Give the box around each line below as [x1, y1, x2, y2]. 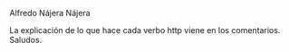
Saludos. [9, 35, 43, 45]
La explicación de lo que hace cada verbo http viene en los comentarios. [9, 25, 281, 35]
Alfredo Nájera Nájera [9, 8, 91, 18]
